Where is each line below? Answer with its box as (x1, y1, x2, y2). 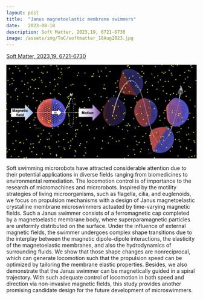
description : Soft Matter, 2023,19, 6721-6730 (6, 29, 126, 35)
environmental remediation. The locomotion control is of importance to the (6, 177, 192, 184)
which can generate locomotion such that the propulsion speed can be (6, 255, 182, 262)
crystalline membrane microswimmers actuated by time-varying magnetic (6, 203, 190, 210)
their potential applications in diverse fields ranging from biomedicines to (6, 171, 188, 178)
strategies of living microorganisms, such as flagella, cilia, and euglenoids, (6, 191, 192, 198)
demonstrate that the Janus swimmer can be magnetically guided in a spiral (6, 267, 195, 275)
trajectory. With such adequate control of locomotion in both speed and (6, 274, 184, 281)
